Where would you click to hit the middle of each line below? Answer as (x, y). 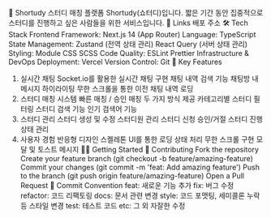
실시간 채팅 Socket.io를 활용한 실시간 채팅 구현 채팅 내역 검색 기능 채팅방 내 (139, 79)
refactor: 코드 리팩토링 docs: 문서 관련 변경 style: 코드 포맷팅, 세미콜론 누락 (140, 195)
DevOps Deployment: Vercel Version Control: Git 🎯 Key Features (115, 62)
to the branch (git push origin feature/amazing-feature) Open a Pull (132, 176)
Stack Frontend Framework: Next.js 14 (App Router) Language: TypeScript (132, 34)
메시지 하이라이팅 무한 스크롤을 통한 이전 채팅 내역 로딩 (107, 89)
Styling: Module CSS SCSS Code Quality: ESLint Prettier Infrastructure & (129, 53)
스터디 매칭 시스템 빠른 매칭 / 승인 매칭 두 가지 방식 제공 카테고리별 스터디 (136, 99)
